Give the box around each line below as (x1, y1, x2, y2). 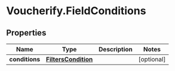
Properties (6, 28, 47, 38)
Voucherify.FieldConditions (6, 4, 146, 18)
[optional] (138, 55, 166, 63)
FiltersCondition (45, 55, 93, 63)
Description (98, 46, 133, 53)
